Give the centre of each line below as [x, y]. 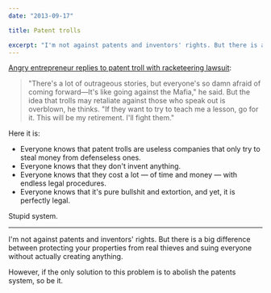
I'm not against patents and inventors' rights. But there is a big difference [129, 240]
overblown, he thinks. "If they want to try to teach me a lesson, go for [143, 109]
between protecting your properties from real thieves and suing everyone [130, 248]
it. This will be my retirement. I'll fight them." [101, 118]
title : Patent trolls [45, 30]
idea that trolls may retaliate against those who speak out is [127, 101]
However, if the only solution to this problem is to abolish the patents [122, 272]
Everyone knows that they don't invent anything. [100, 166]
